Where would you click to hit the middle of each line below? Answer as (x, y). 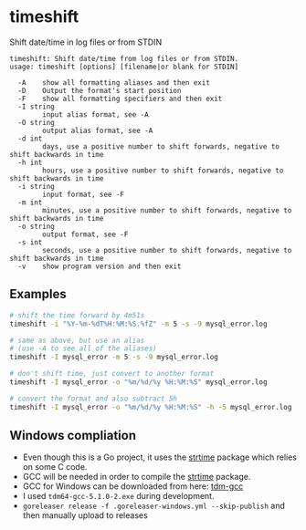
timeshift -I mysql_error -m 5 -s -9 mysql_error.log (114, 358)
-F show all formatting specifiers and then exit (120, 99)
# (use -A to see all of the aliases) (83, 348)
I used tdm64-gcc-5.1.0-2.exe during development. (118, 496)
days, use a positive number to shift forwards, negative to (161, 146)
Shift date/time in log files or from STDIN (86, 42)
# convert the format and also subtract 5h (94, 399)
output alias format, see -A (98, 130)
